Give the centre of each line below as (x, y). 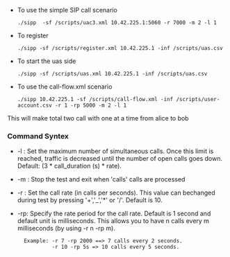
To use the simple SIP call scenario (67, 10)
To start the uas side (47, 61)
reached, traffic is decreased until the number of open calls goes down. (120, 159)
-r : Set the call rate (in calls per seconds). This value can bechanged (116, 193)
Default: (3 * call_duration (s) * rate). (69, 166)
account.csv (34, 105)
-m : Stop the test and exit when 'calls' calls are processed (101, 179)
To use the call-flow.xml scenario (65, 87)
